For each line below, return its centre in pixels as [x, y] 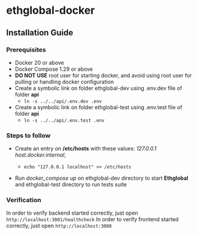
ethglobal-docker [51, 10]
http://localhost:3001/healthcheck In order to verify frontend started [92, 219]
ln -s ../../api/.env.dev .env [63, 101]
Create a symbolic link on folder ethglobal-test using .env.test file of [98, 107]
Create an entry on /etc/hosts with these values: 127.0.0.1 [86, 149]
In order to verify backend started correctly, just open [72, 213]
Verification [24, 200]
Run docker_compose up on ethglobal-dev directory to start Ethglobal [101, 178]
